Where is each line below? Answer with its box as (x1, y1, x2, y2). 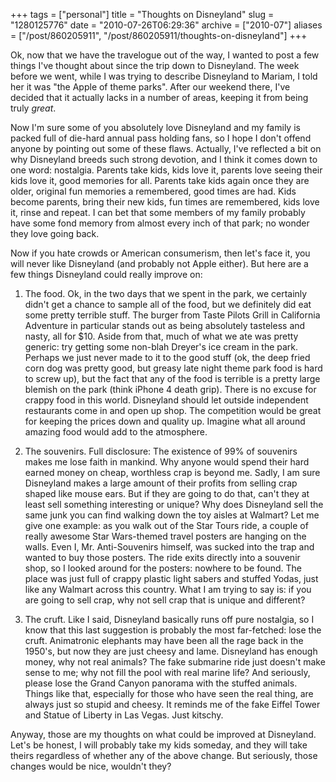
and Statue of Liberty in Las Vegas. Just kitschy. (24, 709, 224, 721)
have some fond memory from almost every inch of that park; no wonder (10, 217, 310, 229)
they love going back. (10, 228, 100, 239)
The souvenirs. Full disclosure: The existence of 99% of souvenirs (24, 445, 298, 457)
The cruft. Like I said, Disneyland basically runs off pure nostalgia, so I (24, 614, 315, 625)
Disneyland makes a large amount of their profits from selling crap (24, 477, 298, 489)
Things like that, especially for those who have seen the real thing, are (24, 688, 314, 699)
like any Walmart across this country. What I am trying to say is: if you (24, 584, 312, 595)
